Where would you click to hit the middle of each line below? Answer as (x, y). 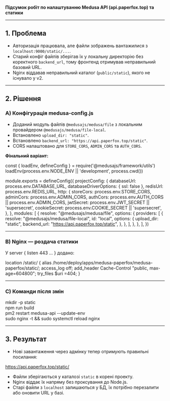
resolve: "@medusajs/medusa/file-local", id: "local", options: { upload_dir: (82, 218)
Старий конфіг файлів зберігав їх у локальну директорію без (78, 56)
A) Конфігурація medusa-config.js (49, 113)
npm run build (20, 308)
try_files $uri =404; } (59, 273)
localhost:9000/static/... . (41, 51)
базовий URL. (27, 67)
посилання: (25, 357)
